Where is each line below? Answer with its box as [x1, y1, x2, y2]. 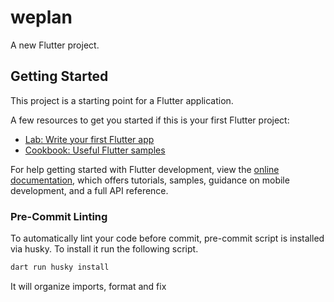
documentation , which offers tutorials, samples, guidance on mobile [10, 174, 290, 186]
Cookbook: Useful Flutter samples [24, 144, 166, 156]
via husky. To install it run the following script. [10, 243, 199, 255]
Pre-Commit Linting [10, 209, 108, 223]
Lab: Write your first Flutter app [24, 133, 155, 145]
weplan [10, 6, 73, 29]
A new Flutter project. [10, 39, 100, 51]
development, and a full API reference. [10, 184, 169, 196]
